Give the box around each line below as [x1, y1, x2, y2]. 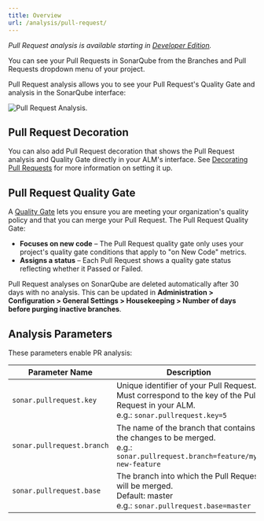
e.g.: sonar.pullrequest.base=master [116, 500, 251, 511]
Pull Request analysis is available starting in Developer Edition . [8, 40, 212, 50]
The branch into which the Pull [116, 470, 229, 481]
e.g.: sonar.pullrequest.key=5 [116, 409, 227, 420]
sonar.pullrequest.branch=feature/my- [116, 452, 262, 460]
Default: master [116, 490, 174, 501]
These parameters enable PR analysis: [8, 348, 133, 357]
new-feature [116, 460, 161, 468]
